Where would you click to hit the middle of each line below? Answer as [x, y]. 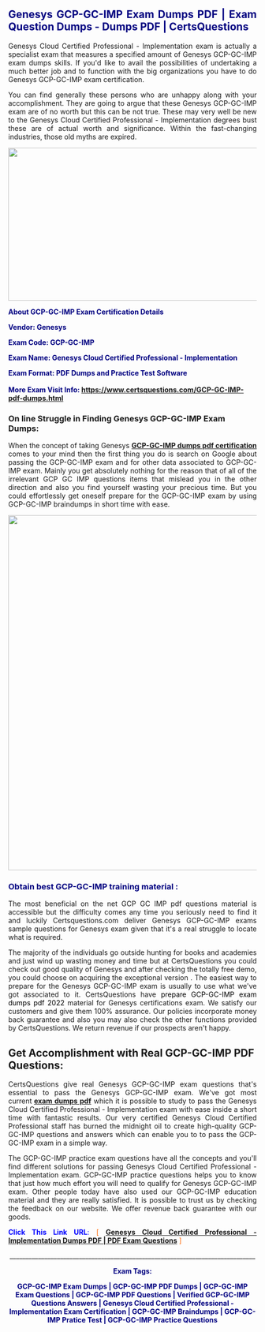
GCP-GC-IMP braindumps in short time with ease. [89, 504]
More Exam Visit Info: [44, 389]
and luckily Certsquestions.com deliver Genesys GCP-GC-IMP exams [132, 921]
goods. [20, 1217]
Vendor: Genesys [37, 327]
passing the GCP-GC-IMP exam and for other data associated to [116, 462]
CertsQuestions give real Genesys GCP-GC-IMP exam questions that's [132, 1084]
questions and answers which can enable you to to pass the [137, 1135]
